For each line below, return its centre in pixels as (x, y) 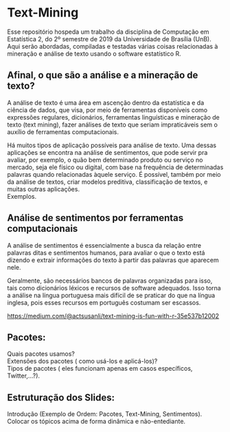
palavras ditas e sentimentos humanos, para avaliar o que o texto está (106, 252)
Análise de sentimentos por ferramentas (95, 218)
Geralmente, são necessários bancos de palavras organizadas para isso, (110, 281)
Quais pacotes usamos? (41, 354)
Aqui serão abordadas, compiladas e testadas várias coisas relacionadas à (113, 46)
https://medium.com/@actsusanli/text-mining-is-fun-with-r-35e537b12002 (113, 316)
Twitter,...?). (23, 376)
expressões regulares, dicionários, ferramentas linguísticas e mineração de (113, 117)
